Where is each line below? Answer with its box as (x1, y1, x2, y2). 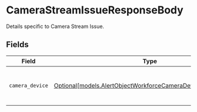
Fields (6, 40, 29, 50)
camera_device (9, 82, 49, 89)
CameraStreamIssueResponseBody (6, 3, 184, 17)
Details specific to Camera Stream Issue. (6, 23, 104, 30)
